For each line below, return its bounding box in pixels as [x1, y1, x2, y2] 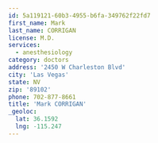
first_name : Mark [8, 19, 66, 27]
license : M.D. [8, 33, 56, 42]
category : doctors [8, 56, 69, 64]
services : [8, 41, 41, 49]
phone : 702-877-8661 [8, 93, 77, 101]
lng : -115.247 [15, 122, 62, 130]
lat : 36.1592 [15, 115, 59, 123]
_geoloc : [8, 108, 37, 116]
